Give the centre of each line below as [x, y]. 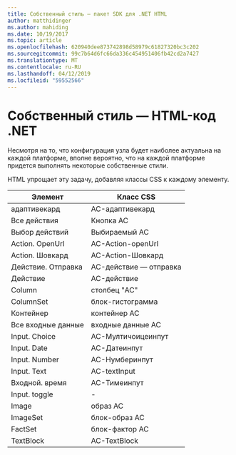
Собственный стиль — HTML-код [112, 116]
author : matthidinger [40, 21]
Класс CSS [136, 197]
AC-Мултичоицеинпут [130, 337]
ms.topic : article [35, 41]
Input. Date [29, 348]
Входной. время [39, 383]
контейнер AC [115, 313]
